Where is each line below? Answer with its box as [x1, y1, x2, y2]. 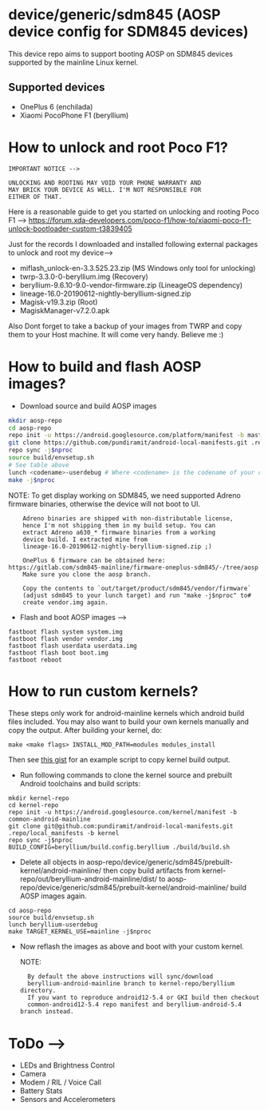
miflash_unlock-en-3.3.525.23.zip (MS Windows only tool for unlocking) [19, 263, 256, 273]
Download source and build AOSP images [19, 401, 157, 411]
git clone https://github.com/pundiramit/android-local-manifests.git [8, 439, 248, 447]
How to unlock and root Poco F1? [8, 138, 229, 157]
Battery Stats [19, 1086, 63, 1096]
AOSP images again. [19, 891, 88, 901]
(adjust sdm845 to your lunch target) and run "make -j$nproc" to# [22, 591, 251, 599]
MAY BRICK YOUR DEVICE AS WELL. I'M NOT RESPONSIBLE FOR [8, 185, 202, 193]
